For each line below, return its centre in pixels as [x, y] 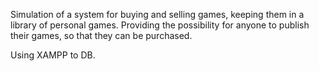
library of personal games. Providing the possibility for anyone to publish [160, 25]
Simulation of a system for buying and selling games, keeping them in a [157, 14]
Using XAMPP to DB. [53, 55]
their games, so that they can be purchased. [101, 35]
